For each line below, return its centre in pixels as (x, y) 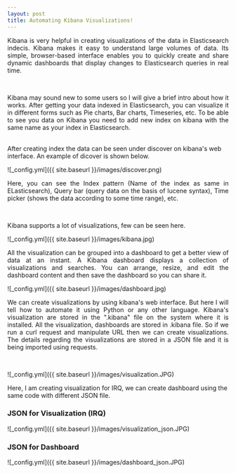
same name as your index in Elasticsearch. (69, 127)
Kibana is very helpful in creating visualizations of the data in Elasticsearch (118, 40)
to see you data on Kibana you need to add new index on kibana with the (118, 119)
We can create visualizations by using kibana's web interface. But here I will (118, 302)
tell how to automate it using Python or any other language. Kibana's (118, 309)
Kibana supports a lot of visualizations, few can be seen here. (97, 225)
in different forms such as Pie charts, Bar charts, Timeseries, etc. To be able (118, 112)
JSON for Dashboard (43, 447)
